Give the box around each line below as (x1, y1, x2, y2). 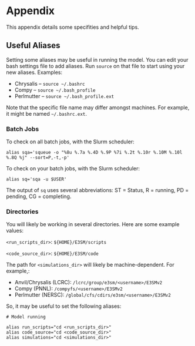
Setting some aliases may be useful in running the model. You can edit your (6, 56, 189, 63)
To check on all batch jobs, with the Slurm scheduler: (6, 138, 135, 145)
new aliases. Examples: (6, 69, 63, 76)
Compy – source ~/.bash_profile (14, 86, 96, 93)
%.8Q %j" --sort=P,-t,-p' (6, 154, 69, 161)
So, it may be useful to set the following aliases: (6, 303, 122, 310)
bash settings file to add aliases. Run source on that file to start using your (6, 62, 185, 69)
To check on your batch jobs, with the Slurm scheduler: (6, 165, 140, 172)
